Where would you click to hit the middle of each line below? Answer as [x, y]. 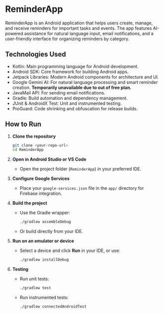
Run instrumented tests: [44, 297]
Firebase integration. [41, 194]
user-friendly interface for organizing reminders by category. [67, 39]
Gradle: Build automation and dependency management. [70, 98]
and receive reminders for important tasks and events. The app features [79, 28]
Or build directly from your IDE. [51, 232]
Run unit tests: [34, 279]
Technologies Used [35, 54]
